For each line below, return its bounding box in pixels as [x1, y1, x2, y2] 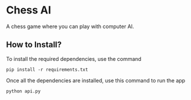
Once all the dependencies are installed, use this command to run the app [6, 77, 186, 84]
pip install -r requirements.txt [6, 67, 88, 73]
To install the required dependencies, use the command [6, 55, 141, 62]
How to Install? [6, 40, 62, 50]
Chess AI [6, 4, 51, 17]
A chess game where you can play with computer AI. [6, 23, 134, 30]
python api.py [6, 88, 41, 94]
